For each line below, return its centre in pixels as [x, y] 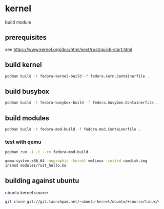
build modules [27, 118]
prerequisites [26, 38]
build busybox [27, 91]
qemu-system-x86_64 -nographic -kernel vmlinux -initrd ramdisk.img [76, 161]
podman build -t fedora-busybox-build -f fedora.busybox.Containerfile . [82, 103]
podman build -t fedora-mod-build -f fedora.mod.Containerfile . [73, 129]
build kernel [24, 65]
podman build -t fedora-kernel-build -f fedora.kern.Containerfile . [77, 76]
